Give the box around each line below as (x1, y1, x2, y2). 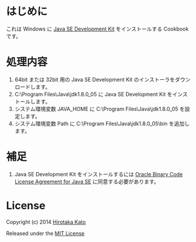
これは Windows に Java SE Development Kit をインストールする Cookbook (6, 25, 189, 32)
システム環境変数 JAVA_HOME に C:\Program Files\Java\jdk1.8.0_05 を (14, 105, 185, 112)
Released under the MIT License (6, 230, 85, 237)
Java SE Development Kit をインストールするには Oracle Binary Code (14, 170, 183, 177)
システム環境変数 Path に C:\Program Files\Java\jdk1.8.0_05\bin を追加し (14, 120, 190, 127)
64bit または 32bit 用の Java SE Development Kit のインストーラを (14, 76, 175, 83)
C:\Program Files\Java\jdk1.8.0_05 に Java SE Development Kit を (14, 90, 172, 98)
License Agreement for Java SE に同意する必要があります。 (14, 178, 160, 185)
